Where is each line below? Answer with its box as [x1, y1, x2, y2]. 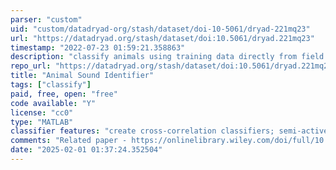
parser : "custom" [10, 14, 83, 25]
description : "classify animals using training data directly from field [10, 52, 325, 62]
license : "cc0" [10, 107, 74, 118]
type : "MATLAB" [10, 117, 74, 127]
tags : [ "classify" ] [10, 80, 92, 90]
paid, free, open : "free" [10, 89, 118, 99]
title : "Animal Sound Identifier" [10, 71, 155, 81]
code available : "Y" [10, 98, 97, 108]
